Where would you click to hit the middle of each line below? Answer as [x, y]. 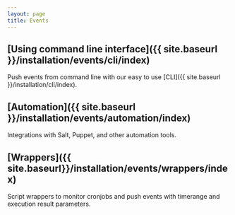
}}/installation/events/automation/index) [99, 118]
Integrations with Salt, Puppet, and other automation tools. [92, 135]
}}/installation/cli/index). [42, 85]
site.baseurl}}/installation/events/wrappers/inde [117, 168]
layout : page [26, 14]
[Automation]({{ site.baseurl [72, 107]
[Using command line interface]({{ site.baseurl [112, 49]
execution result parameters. [49, 204]
